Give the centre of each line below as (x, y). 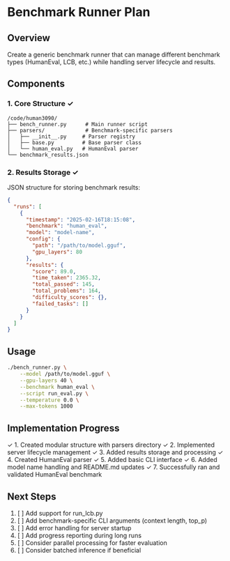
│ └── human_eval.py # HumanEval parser (73, 148)
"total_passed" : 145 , (64, 284)
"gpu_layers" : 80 (57, 252)
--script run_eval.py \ (54, 393)
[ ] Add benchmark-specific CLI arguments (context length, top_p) (112, 521)
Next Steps (32, 497)
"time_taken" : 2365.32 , (67, 278)
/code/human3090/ (32, 118)
